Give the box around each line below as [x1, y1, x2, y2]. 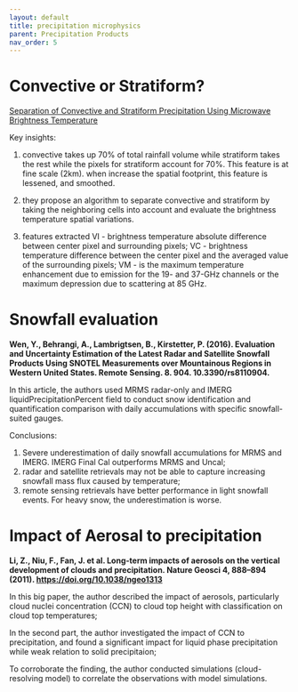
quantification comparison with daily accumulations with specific [9, 404, 247, 414]
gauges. [34, 413, 64, 423]
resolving [9, 673, 44, 684]
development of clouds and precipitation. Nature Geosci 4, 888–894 [9, 565, 267, 575]
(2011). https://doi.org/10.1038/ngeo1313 [9, 575, 163, 585]
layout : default [9, 12, 69, 22]
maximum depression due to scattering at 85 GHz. [21, 278, 207, 289]
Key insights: [9, 133, 56, 143]
